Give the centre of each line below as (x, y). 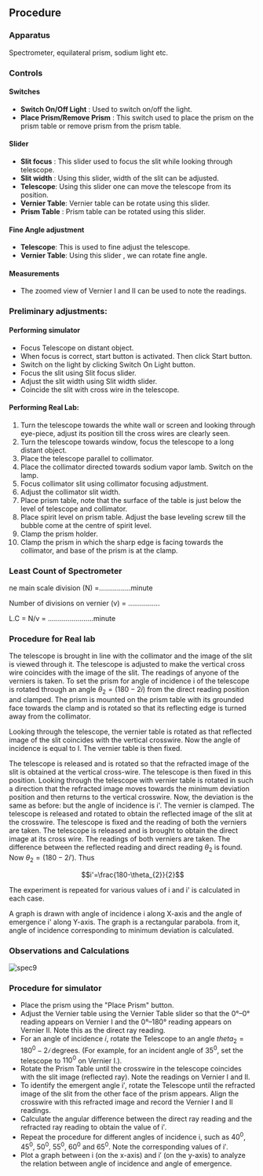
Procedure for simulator (55, 988)
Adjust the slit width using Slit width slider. (89, 381)
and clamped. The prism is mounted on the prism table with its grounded (126, 700)
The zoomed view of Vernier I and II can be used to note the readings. (133, 291)
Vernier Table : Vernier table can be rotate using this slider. (115, 203)
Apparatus (29, 35)
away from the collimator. (50, 716)
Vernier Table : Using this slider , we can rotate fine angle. (113, 256)
